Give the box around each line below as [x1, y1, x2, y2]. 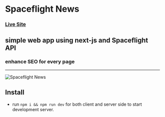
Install [5, 88, 25, 96]
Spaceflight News [5, 3, 80, 15]
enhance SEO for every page [5, 58, 75, 65]
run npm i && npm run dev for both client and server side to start [12, 101, 142, 107]
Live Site [5, 21, 26, 28]
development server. [12, 106, 54, 112]
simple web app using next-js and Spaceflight [5, 36, 148, 45]
